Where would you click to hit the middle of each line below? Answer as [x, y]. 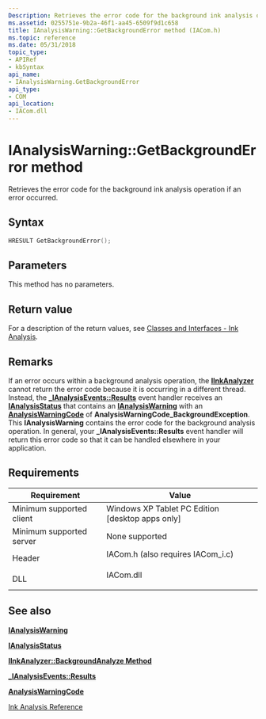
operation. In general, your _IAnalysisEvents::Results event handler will [126, 432]
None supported [137, 536]
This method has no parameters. [61, 284]
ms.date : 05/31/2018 [42, 45]
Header [26, 557]
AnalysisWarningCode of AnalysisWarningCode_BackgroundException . [129, 415]
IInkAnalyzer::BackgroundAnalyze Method [80, 660]
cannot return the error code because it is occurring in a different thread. [127, 390]
